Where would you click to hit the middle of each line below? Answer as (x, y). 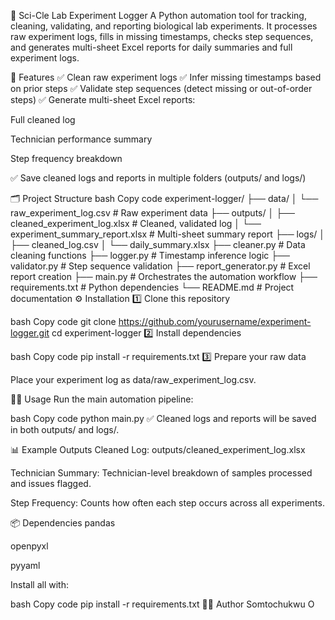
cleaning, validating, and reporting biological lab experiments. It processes (164, 26)
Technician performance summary (81, 139)
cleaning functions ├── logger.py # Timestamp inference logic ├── (150, 255)
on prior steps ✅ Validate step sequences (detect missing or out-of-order (161, 88)
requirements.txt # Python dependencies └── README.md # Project (152, 287)
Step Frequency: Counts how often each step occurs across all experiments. (167, 503)
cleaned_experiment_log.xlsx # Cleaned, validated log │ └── (136, 223)
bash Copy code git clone (63, 321)
